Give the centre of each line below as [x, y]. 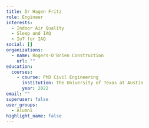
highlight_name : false [34, 116]
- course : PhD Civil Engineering [58, 77]
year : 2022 [35, 88]
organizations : [25, 50]
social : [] [19, 45]
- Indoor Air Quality [38, 28]
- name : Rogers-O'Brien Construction [58, 55]
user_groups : [22, 105]
